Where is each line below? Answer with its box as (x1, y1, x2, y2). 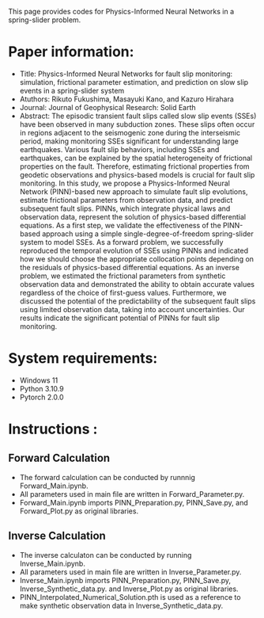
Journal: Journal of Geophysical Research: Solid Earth (19, 102, 196, 112)
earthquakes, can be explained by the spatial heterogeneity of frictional (19, 153, 253, 162)
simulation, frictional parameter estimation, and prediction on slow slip (19, 77, 249, 86)
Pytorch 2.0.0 (19, 392, 65, 402)
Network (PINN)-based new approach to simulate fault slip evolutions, (19, 186, 248, 196)
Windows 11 (19, 376, 58, 385)
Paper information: (8, 43, 134, 61)
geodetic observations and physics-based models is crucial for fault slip (19, 170, 255, 179)
